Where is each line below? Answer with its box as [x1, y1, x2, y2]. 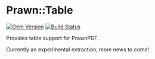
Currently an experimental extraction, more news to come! [6, 45, 150, 53]
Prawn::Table [6, 4, 73, 17]
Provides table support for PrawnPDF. [6, 34, 100, 41]
